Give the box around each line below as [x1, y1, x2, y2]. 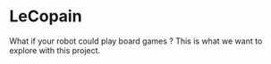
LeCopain [9, 6, 82, 27]
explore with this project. [9, 44, 101, 55]
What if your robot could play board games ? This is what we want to [9, 36, 263, 46]
